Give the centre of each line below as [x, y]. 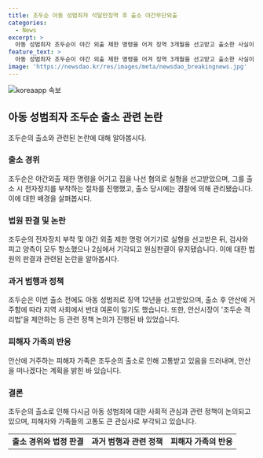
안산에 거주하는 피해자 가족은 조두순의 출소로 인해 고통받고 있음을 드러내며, [122, 360]
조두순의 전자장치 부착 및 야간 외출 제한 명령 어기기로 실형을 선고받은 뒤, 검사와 [128, 239]
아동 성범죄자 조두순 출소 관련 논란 [86, 118]
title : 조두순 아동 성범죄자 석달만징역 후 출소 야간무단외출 [93, 15]
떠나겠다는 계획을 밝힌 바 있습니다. [69, 370]
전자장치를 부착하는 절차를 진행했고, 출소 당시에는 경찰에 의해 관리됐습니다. [139, 188]
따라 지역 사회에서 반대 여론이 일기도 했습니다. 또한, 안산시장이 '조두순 [135, 310]
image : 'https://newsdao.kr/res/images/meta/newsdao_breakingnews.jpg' [128, 67]
